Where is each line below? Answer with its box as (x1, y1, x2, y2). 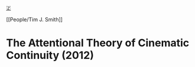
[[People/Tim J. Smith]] (6, 16, 63, 23)
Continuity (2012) (6, 49, 95, 62)
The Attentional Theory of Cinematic (6, 37, 190, 50)
